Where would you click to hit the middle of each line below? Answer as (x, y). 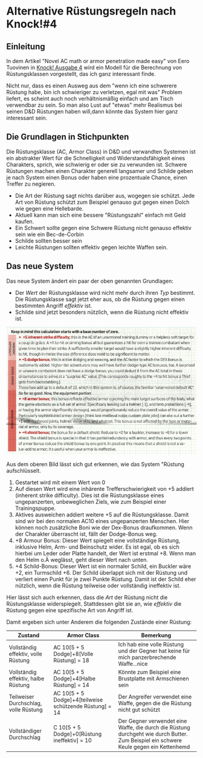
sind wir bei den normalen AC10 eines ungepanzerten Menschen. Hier (102, 521)
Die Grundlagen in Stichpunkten (68, 137)
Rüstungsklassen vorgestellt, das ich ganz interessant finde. (81, 74)
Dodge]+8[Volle (73, 654)
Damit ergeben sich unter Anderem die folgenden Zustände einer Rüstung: (99, 622)
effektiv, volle (25, 654)
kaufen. (24, 221)
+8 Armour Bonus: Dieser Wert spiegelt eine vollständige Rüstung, (98, 540)
